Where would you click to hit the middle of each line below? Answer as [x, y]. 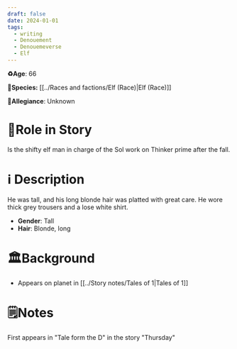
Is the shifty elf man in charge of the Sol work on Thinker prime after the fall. [119, 149]
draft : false [27, 14]
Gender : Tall [36, 221]
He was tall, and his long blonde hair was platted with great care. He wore [115, 199]
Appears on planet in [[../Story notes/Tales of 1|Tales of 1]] [103, 283]
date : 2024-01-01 [33, 21]
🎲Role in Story [50, 130]
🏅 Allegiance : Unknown [42, 101]
